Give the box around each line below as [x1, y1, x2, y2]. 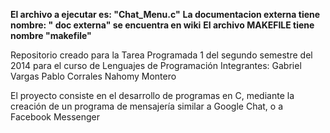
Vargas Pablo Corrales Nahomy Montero [10, 70, 177, 82]
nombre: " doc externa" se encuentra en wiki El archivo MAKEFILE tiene [10, 19, 315, 31]
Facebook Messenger [10, 111, 100, 123]
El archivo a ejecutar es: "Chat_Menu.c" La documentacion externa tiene [10, 9, 321, 20]
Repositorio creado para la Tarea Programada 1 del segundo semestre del [10, 49, 313, 61]
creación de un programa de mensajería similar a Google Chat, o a [10, 100, 284, 112]
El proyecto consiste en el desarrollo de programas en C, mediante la [10, 90, 295, 101]
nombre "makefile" [10, 30, 92, 41]
